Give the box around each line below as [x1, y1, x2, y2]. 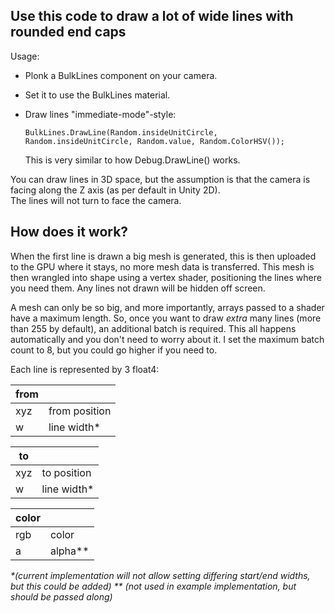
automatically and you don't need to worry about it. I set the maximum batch [10, 333, 325, 345]
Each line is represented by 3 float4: [10, 363, 160, 375]
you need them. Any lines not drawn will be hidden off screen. [10, 282, 266, 294]
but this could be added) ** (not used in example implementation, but [10, 580, 297, 592]
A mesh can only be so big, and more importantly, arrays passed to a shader [10, 301, 325, 313]
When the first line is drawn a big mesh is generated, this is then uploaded [10, 250, 317, 262]
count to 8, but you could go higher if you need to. [10, 344, 218, 356]
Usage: [10, 50, 40, 62]
